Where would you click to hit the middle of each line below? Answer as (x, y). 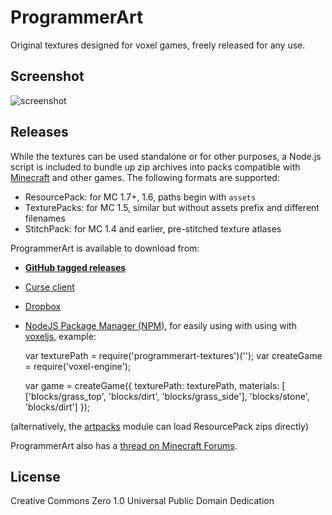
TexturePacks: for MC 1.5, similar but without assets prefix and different (172, 207)
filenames (45, 218)
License (35, 476)
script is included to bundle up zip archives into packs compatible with (155, 167)
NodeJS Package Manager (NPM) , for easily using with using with (160, 325)
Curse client (49, 287)
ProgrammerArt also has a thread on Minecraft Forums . (124, 445)
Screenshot (47, 76)
